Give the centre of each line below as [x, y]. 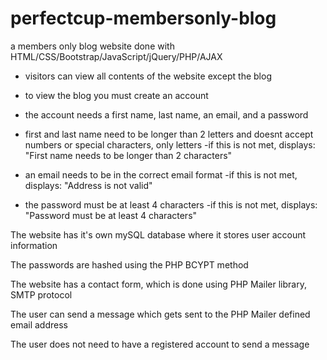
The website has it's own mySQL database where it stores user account [158, 234]
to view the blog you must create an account [116, 95]
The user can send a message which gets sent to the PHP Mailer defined [160, 314]
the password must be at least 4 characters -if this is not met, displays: [171, 204]
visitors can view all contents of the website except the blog [148, 76]
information [34, 245]
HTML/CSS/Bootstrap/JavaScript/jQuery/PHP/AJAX [116, 56]
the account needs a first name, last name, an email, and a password [166, 114]
